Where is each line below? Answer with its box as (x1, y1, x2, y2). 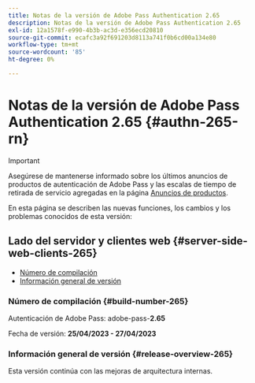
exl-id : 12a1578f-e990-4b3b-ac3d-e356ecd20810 (8, 26, 164, 34)
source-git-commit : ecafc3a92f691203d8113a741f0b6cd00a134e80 (8, 33, 216, 42)
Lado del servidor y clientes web (8, 234, 171, 248)
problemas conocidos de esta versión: (8, 211, 132, 221)
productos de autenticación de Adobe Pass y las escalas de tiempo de (8, 179, 237, 189)
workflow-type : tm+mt (8, 41, 79, 49)
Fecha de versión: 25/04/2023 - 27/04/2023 (8, 329, 157, 338)
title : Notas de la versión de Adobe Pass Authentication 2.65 (8, 11, 220, 20)
